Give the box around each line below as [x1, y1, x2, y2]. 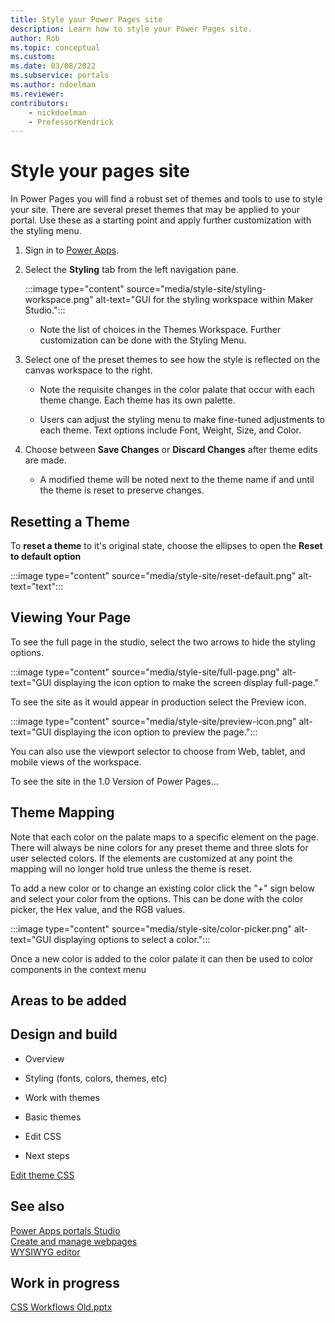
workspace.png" [24, 294, 94, 306]
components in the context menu [10, 963, 147, 975]
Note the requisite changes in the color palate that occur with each [39, 384, 315, 396]
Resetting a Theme [10, 513, 130, 530]
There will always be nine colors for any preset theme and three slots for [10, 841, 309, 853]
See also [10, 1198, 65, 1215]
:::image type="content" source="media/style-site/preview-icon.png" [10, 715, 297, 727]
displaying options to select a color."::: [53, 933, 211, 945]
